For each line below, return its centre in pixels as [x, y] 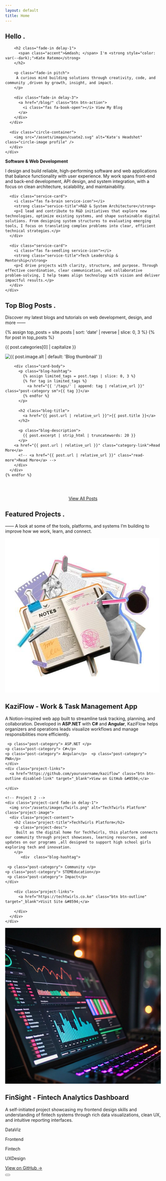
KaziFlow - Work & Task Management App [71, 706]
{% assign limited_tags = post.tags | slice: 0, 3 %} [79, 376]
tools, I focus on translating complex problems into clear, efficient [80, 226]
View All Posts [83, 499]
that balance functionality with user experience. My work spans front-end [80, 176]
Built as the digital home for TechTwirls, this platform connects [87, 832]
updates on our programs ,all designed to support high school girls [78, 842]
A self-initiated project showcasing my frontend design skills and [71, 1109]
